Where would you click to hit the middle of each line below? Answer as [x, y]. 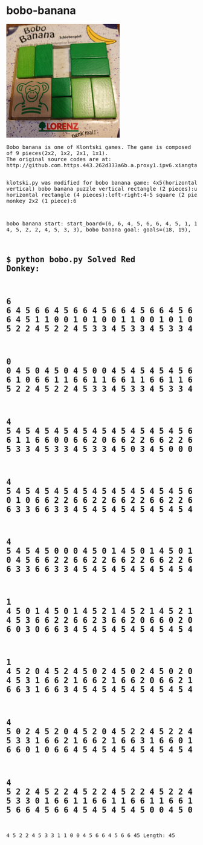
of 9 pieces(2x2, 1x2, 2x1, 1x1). [57, 153]
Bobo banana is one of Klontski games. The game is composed [99, 147]
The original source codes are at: [59, 159]
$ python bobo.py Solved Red [71, 260]
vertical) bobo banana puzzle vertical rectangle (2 [86, 189]
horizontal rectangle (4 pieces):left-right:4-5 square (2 [96, 195]
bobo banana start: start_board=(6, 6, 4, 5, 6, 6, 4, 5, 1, [99, 224]
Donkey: [23, 269]
